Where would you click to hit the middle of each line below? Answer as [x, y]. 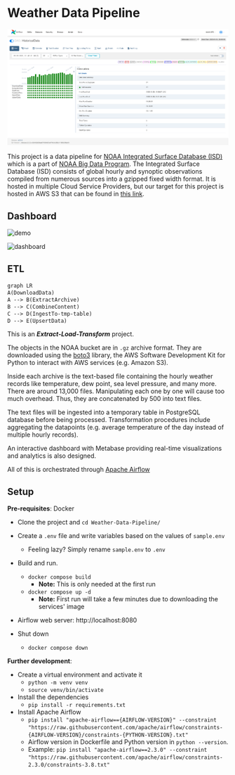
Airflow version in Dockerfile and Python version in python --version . [128, 742]
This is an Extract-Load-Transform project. [71, 334]
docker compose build [59, 577]
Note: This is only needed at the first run [97, 584]
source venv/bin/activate [66, 690]
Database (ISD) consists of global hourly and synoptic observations [105, 172]
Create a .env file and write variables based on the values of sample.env [121, 535]
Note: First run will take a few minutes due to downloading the [128, 598]
